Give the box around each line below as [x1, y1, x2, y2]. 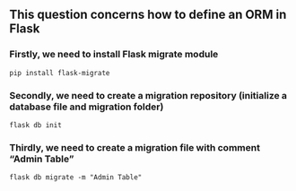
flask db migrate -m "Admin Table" [9, 173, 143, 182]
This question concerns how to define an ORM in [9, 7, 287, 22]
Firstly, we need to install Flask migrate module [9, 48, 219, 61]
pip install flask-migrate [9, 68, 110, 77]
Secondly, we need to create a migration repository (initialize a [9, 89, 288, 101]
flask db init [9, 120, 63, 129]
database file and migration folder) [9, 100, 164, 113]
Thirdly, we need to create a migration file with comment [9, 141, 260, 153]
